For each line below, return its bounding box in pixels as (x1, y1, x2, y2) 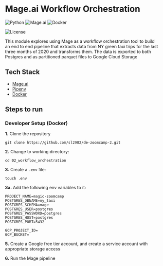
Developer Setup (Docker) (5, 120, 68, 127)
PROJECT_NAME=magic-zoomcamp (5, 194, 64, 199)
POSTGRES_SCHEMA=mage (5, 203, 49, 208)
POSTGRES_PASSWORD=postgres (5, 211, 62, 216)
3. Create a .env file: (5, 167, 46, 173)
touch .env (5, 176, 27, 181)
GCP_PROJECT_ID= (5, 228, 38, 233)
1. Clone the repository (5, 131, 51, 137)
